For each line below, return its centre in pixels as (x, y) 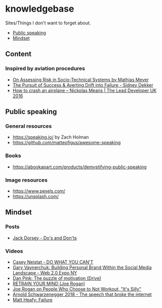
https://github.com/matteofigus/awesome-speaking (67, 143)
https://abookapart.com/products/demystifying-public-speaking (79, 167)
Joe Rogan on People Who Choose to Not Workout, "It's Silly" (77, 289)
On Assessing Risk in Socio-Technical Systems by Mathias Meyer (81, 80)
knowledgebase (40, 9)
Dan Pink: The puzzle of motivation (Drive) (57, 278)
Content (18, 54)
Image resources (27, 180)
